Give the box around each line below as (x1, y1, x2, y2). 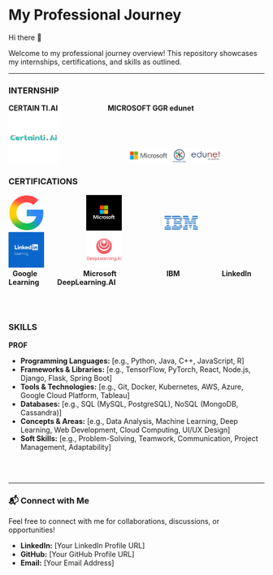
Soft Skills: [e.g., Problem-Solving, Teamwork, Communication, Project (19, 433, 258, 443)
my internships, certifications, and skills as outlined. (8, 57, 182, 67)
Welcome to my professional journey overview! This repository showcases (8, 48, 258, 58)
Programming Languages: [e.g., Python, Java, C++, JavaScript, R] (19, 356, 245, 365)
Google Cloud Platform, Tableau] (19, 390, 130, 400)
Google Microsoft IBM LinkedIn (11, 268, 252, 278)
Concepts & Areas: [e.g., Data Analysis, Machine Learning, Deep (19, 416, 238, 426)
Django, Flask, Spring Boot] (19, 373, 112, 383)
